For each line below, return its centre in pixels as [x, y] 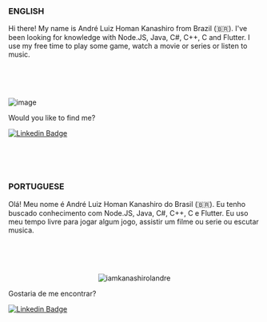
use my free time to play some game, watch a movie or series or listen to [128, 46]
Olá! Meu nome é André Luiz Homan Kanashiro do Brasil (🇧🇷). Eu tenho [127, 204]
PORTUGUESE [36, 187]
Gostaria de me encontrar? [52, 293]
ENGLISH [26, 11]
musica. [21, 230]
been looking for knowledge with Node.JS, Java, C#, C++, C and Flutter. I [129, 38]
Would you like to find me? [52, 118]
